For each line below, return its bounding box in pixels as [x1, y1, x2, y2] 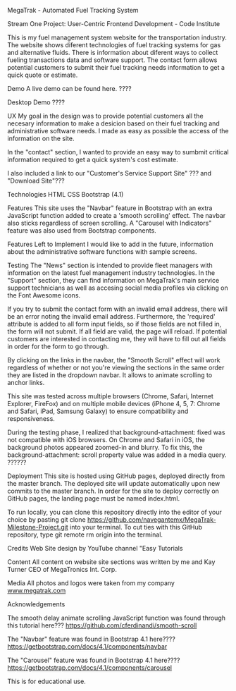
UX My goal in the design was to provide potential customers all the [7, 112, 204, 120]
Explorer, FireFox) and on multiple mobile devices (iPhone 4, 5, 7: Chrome [7, 400, 221, 408]
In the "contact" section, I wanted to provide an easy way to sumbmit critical [7, 148, 229, 156]
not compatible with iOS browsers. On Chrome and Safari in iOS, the [7, 436, 206, 444]
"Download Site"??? [7, 176, 65, 185]
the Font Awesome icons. [7, 291, 81, 299]
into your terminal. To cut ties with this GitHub [69, 523, 203, 531]
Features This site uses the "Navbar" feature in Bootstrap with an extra [7, 204, 213, 212]
